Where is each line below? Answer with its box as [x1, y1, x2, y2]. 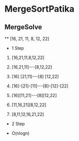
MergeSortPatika [4, 3, 75, 15]
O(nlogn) [11, 130, 30, 136]
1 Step [11, 45, 24, 51]
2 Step [11, 121, 25, 126]
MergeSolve [4, 23, 42, 31]
